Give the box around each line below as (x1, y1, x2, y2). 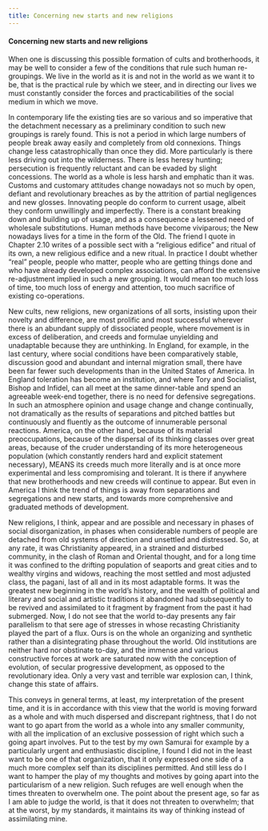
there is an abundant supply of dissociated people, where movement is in (8, 323, 250, 333)
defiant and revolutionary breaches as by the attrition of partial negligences (8, 189, 258, 199)
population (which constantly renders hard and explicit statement (8, 451, 223, 460)
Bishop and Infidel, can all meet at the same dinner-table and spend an (8, 383, 242, 392)
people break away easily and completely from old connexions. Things (8, 138, 242, 147)
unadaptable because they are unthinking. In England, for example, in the (8, 340, 250, 350)
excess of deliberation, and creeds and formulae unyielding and (8, 331, 218, 341)
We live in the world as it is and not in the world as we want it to (45, 71, 255, 81)
